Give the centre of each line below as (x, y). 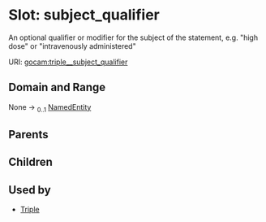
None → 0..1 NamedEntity (50, 108)
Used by (30, 190)
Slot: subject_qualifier (84, 15)
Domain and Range (57, 87)
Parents (28, 135)
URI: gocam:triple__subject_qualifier (68, 62)
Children (30, 162)
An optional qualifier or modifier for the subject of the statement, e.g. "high (133, 37)
